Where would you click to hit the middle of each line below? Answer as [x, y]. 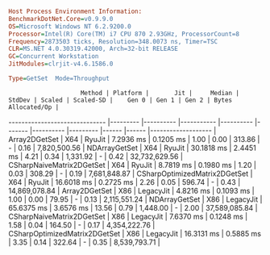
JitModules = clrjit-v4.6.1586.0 [61, 64]
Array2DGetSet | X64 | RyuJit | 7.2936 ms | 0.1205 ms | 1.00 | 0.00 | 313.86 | [134, 139]
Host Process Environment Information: [75, 11]
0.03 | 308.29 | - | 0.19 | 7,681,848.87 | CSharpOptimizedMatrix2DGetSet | [131, 173]
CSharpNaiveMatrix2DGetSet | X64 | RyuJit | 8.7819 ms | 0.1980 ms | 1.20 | [132, 165]
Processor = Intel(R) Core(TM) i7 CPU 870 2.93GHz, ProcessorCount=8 [124, 34]
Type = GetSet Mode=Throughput [59, 78]
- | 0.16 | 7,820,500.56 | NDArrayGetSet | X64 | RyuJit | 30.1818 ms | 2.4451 [132, 148]
